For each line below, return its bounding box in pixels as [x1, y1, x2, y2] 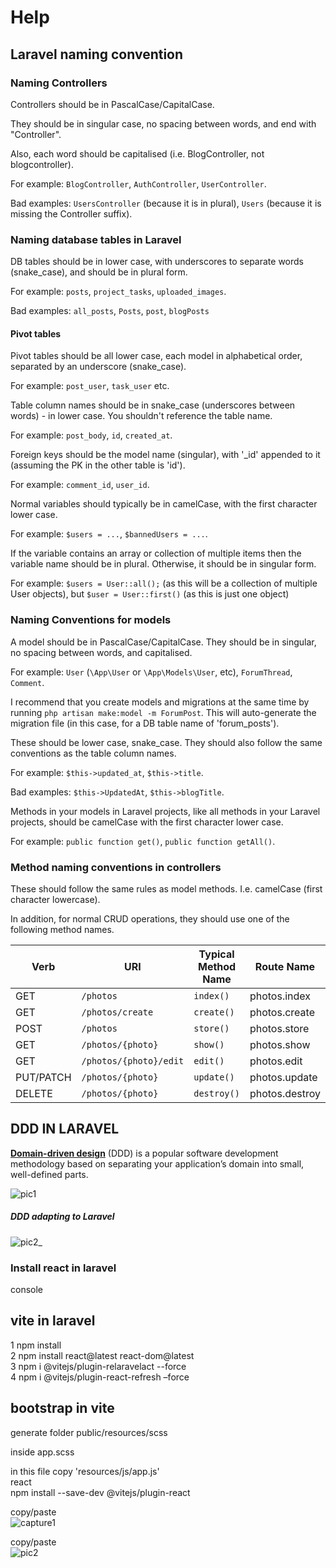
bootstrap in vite [10, 1400, 115, 1417]
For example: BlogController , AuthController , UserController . [10, 177, 267, 190]
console [10, 1284, 44, 1296]
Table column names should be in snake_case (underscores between [10, 399, 296, 411]
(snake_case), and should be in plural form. [10, 266, 188, 278]
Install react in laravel [10, 1261, 117, 1275]
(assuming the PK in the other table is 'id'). [10, 459, 186, 471]
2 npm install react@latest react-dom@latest [10, 1349, 195, 1361]
